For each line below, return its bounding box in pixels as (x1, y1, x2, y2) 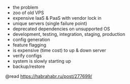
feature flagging (12, 42, 47, 48)
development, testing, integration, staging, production (12, 31, 125, 37)
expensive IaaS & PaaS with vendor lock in (12, 15, 102, 21)
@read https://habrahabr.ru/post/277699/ (5, 73, 92, 79)
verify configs (12, 53, 42, 59)
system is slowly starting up (12, 58, 71, 64)
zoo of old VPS (12, 10, 44, 16)
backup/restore (12, 63, 45, 69)
